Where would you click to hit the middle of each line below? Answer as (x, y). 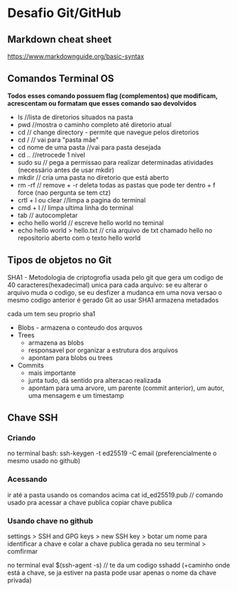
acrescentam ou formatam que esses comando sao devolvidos (102, 103)
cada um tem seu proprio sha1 (51, 313)
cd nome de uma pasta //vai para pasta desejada (89, 147)
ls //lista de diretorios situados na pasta (75, 117)
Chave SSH (33, 418)
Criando (22, 438)
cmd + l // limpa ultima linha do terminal (75, 207)
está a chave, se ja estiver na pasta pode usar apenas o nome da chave (112, 573)
